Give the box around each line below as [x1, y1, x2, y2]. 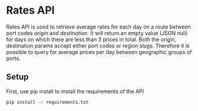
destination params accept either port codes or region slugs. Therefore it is [6, 42, 190, 49]
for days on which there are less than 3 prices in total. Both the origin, [6, 36, 177, 43]
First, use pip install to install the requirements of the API [6, 87, 144, 95]
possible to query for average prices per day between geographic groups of [6, 48, 192, 55]
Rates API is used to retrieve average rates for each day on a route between [6, 23, 191, 30]
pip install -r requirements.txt [6, 99, 89, 105]
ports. [6, 55, 21, 62]
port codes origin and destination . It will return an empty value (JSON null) [6, 29, 188, 36]
